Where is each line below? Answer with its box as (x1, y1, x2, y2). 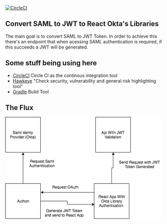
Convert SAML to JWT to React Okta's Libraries (5, 19, 159, 28)
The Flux (5, 104, 34, 112)
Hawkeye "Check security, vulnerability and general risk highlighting (12, 78, 156, 84)
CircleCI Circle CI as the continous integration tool (12, 72, 118, 79)
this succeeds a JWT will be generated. (5, 44, 88, 50)
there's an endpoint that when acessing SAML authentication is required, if (5, 38, 162, 44)
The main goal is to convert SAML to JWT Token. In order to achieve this (5, 33, 157, 39)
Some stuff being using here (5, 59, 97, 67)
